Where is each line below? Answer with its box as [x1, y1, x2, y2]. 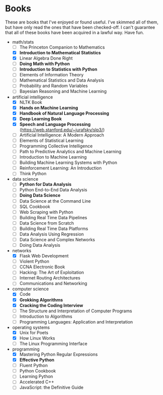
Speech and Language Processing [19, 121, 91, 127]
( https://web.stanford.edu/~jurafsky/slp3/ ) [19, 127, 105, 133]
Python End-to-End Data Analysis [19, 187, 87, 193]
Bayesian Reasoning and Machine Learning [19, 89, 107, 94]
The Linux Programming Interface [19, 341, 88, 347]
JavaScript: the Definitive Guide [19, 385, 84, 391]
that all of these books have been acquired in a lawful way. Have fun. [5, 29, 144, 35]
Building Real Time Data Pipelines [19, 214, 87, 220]
